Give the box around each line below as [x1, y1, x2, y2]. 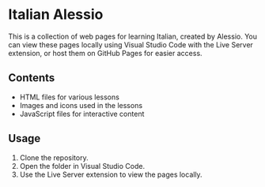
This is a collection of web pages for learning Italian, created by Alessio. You [8, 32, 257, 41]
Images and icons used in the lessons [19, 100, 143, 110]
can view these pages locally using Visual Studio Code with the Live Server [8, 39, 253, 49]
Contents [8, 71, 55, 84]
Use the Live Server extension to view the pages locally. [19, 170, 203, 179]
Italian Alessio [8, 6, 104, 24]
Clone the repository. [19, 152, 89, 163]
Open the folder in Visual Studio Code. [19, 161, 145, 170]
